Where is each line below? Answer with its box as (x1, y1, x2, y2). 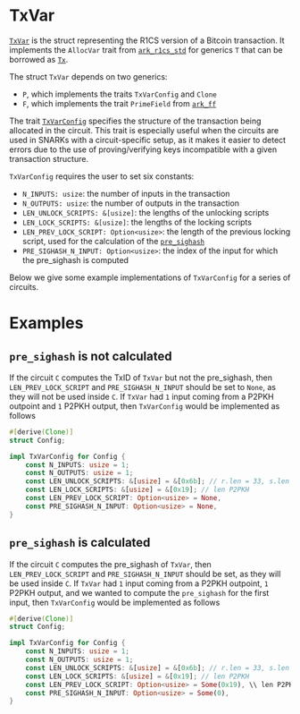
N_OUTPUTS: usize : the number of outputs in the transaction (21, 198, 239, 208)
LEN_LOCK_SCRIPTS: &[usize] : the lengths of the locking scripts (21, 217, 253, 227)
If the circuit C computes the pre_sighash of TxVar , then (9, 558, 212, 569)
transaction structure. (9, 153, 89, 164)
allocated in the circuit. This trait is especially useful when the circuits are (9, 124, 279, 135)
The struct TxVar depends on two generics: (9, 71, 168, 81)
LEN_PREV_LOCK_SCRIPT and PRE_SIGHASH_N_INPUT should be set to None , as (9, 381, 277, 392)
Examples (9, 313, 84, 334)
